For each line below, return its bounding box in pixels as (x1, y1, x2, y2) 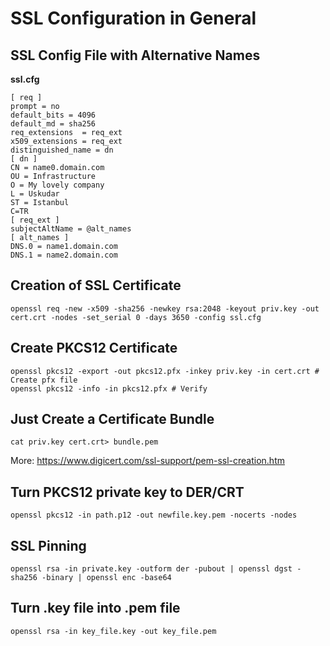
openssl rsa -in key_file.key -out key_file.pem (10, 626, 217, 636)
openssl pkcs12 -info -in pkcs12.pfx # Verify (10, 383, 208, 394)
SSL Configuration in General (10, 7, 257, 30)
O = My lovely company (10, 180, 105, 190)
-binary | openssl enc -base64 (41, 573, 172, 583)
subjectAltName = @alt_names (10, 224, 132, 234)
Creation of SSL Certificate (10, 277, 182, 294)
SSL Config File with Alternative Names (10, 47, 261, 64)
